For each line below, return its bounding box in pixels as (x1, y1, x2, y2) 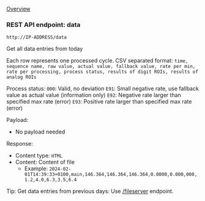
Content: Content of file (15, 159, 75, 166)
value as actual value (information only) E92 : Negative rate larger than (6, 91, 182, 99)
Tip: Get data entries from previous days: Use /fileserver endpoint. (6, 188, 174, 195)
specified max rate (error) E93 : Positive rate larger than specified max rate (6, 98, 192, 105)
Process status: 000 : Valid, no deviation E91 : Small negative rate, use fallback (6, 85, 199, 93)
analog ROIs (6, 74, 37, 80)
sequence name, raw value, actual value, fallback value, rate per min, (6, 64, 196, 70)
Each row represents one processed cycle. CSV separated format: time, (6, 57, 188, 64)
